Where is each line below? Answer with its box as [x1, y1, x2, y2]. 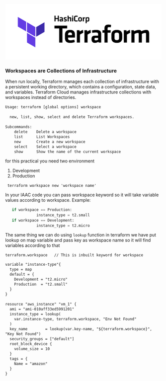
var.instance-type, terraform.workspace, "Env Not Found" [14, 317, 137, 322]
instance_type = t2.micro [36, 223, 90, 228]
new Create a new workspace [14, 139, 85, 144]
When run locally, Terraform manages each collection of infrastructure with [5, 78, 159, 84]
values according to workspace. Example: [5, 197, 91, 203]
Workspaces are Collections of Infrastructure [5, 67, 117, 74]
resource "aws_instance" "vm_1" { [5, 302, 77, 307]
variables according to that [5, 242, 60, 248]
